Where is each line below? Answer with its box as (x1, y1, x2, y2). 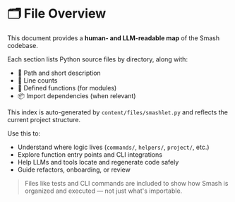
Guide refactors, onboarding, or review (17, 165, 131, 174)
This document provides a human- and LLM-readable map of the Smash (7, 33, 220, 42)
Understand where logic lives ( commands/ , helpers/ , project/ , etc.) (17, 143, 210, 151)
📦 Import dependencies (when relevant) (17, 91, 136, 100)
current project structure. (7, 115, 81, 124)
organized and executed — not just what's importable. (24, 186, 183, 195)
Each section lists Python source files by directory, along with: (7, 54, 188, 64)
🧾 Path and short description (17, 69, 101, 77)
